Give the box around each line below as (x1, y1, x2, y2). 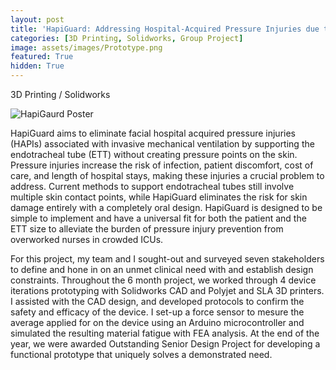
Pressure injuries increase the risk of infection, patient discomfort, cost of (10, 159, 314, 171)
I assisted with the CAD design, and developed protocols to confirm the (10, 296, 305, 307)
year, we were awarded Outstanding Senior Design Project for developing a (10, 338, 321, 350)
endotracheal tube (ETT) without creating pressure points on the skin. (10, 149, 298, 160)
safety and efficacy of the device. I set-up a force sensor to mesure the (10, 306, 305, 318)
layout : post (10, 14, 65, 25)
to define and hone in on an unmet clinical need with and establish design (10, 264, 314, 275)
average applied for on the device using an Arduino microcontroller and (10, 317, 305, 328)
